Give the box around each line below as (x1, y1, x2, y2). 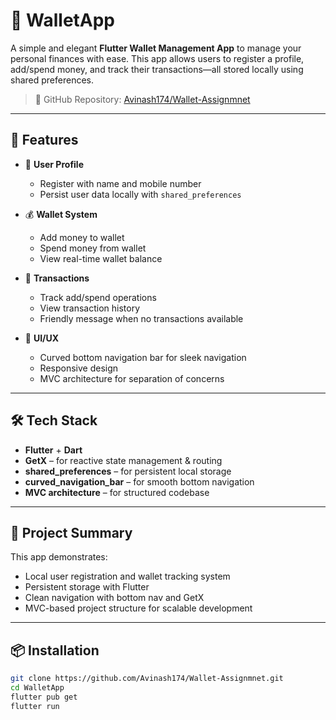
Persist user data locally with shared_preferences (39, 188, 242, 200)
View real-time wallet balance (39, 252, 163, 264)
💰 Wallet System (24, 208, 98, 220)
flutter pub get (10, 692, 78, 702)
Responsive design (39, 362, 119, 374)
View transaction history (39, 302, 141, 314)
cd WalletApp (10, 683, 65, 693)
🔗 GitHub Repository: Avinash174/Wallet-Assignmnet (34, 93, 251, 105)
